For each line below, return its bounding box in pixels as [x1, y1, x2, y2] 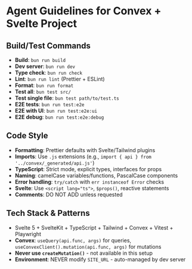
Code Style [6, 131, 48, 141]
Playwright [14, 230, 42, 237]
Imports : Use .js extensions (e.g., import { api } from [14, 153, 152, 160]
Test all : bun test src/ [14, 88, 72, 95]
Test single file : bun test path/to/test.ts [14, 94, 119, 101]
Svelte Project [6, 17, 78, 30]
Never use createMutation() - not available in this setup [14, 249, 153, 256]
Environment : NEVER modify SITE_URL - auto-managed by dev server [14, 255, 186, 263]
